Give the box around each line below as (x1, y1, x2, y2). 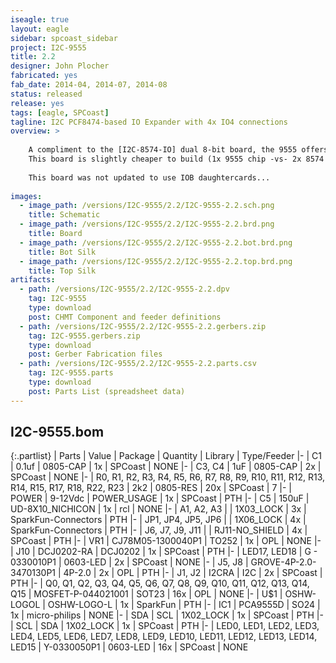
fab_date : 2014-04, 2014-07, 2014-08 (10, 80, 168, 90)
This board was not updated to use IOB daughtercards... (28, 172, 271, 183)
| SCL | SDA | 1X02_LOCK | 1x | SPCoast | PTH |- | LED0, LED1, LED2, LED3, (10, 620, 320, 632)
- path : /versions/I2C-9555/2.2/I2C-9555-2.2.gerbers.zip (19, 321, 267, 331)
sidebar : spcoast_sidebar (10, 33, 118, 43)
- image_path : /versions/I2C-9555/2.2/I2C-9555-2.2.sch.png (19, 201, 275, 211)
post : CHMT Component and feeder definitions (28, 312, 222, 322)
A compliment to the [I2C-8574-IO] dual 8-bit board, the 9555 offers (28, 145, 329, 155)
